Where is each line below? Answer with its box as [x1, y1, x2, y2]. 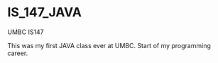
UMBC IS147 [7, 28, 44, 36]
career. [7, 49, 28, 57]
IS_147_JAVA [7, 4, 82, 21]
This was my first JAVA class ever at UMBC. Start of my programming [7, 41, 212, 50]
